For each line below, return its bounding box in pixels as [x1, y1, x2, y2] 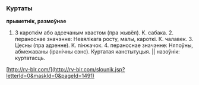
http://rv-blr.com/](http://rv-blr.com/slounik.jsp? [8, 66, 125, 73]
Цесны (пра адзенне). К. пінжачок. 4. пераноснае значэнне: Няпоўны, [14, 42, 193, 49]
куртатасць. [14, 55, 46, 62]
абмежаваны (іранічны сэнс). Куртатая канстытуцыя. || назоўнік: [14, 48, 180, 55]
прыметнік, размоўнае [6, 18, 67, 25]
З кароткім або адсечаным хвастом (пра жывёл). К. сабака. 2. [14, 29, 174, 36]
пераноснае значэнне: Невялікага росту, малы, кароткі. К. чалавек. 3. [14, 36, 194, 43]
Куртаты [6, 4, 33, 12]
